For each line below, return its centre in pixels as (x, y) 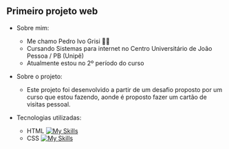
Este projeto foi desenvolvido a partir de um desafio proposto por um (124, 89)
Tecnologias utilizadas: (49, 117)
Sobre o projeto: (39, 76)
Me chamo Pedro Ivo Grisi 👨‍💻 (68, 41)
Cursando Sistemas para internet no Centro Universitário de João (119, 48)
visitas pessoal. (48, 104)
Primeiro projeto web (52, 11)
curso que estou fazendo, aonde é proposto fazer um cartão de (117, 97)
